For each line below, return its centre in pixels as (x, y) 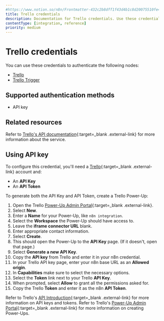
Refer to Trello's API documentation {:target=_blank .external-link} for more (80, 134)
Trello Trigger (26, 80)
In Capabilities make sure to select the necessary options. (71, 272)
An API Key (24, 181)
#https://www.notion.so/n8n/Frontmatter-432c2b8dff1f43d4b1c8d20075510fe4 (83, 10)
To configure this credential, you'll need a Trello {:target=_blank (69, 166)
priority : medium (23, 28)
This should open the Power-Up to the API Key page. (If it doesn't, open (85, 241)
